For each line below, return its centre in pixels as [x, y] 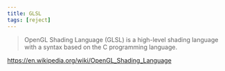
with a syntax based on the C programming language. [101, 47]
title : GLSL [24, 13]
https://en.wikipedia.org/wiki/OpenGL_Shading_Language [89, 60]
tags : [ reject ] [29, 20]
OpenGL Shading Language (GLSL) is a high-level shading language [121, 39]
